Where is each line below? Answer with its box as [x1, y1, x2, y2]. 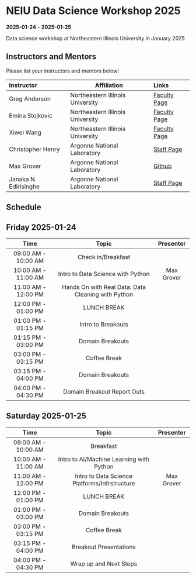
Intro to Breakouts [79, 320, 128, 328]
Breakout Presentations [72, 543, 136, 551]
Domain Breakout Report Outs [63, 387, 145, 395]
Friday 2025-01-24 [6, 222, 77, 232]
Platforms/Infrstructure [72, 479, 135, 487]
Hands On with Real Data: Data [62, 282, 146, 291]
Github [153, 162, 172, 170]
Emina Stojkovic [9, 111, 52, 119]
